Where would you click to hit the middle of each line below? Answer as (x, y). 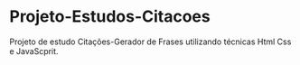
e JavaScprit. (34, 51)
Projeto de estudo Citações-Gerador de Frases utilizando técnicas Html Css (150, 42)
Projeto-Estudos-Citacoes (110, 17)
